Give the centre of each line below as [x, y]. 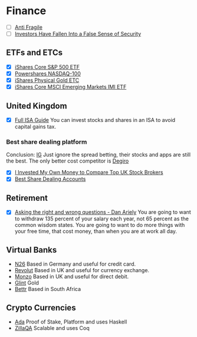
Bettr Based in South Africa [48, 289]
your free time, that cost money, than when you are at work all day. [96, 232]
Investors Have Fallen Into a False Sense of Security [78, 34]
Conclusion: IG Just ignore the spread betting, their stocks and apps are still [98, 155]
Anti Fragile [29, 27]
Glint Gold [27, 283]
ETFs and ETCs [35, 53]
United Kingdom [37, 106]
